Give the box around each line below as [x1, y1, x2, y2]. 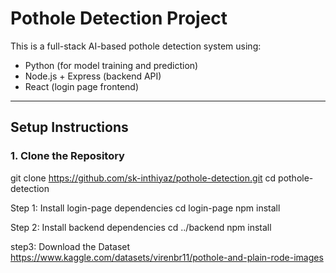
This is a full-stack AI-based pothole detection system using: [10, 40, 262, 52]
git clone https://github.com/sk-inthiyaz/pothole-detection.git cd [10, 172, 277, 184]
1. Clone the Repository [10, 149, 125, 163]
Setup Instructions [10, 119, 129, 136]
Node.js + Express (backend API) [24, 70, 162, 82]
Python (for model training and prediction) [24, 59, 199, 71]
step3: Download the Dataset [10, 240, 131, 252]
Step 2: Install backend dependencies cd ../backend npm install [10, 221, 272, 233]
